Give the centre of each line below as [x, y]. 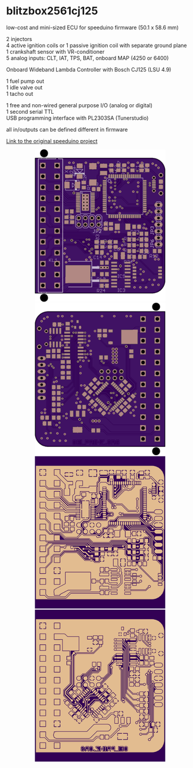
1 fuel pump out [25, 81]
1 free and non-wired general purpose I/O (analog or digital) [80, 105]
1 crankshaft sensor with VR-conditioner [55, 51]
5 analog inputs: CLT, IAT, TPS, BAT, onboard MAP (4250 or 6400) [88, 58]
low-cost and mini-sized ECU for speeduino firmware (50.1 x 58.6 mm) [92, 27]
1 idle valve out [24, 87]
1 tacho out [20, 94]
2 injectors [19, 39]
